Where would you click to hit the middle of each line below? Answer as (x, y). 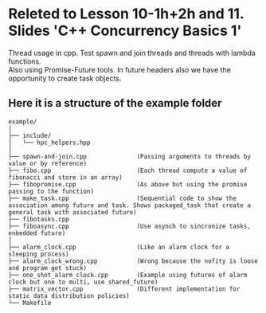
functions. (25, 61)
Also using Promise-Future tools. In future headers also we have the (119, 69)
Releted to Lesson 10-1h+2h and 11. (126, 14)
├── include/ (30, 135)
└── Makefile (30, 303)
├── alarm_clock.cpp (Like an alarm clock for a (119, 247)
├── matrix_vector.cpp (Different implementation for (124, 289)
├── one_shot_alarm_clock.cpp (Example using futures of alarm (128, 275)
